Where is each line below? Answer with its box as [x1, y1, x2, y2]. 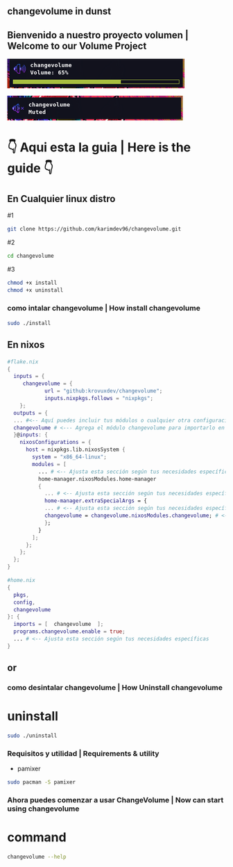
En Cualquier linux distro [7, 192, 116, 204]
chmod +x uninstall [7, 286, 64, 294]
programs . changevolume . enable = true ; [13, 628, 126, 635]
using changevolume [7, 804, 80, 814]
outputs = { [13, 409, 49, 416]
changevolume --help [7, 853, 67, 860]
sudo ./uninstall [7, 732, 58, 739]
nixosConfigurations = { [19, 439, 92, 446]
